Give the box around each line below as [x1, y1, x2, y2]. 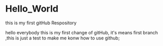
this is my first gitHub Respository [5, 20, 77, 26]
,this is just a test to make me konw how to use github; [5, 35, 120, 41]
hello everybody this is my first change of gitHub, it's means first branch [5, 29, 158, 35]
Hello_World [5, 3, 59, 15]
